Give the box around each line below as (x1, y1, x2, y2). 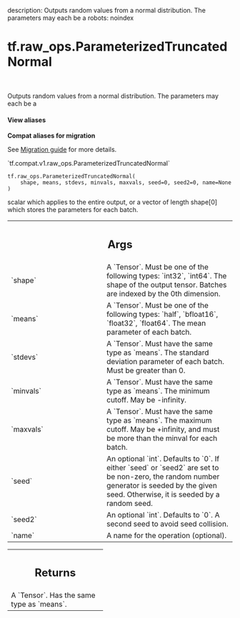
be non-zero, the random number (106, 471, 220, 481)
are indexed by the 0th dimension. (106, 288, 221, 298)
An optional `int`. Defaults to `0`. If (106, 453, 220, 463)
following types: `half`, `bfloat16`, (106, 309, 219, 319)
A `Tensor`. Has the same (11, 590, 96, 600)
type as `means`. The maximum (106, 415, 212, 425)
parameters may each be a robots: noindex (7, 14, 134, 22)
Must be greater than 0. (106, 365, 186, 375)
